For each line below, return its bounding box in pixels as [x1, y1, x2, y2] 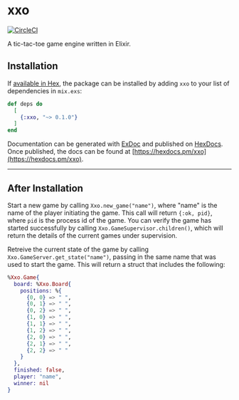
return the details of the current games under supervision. [7, 231, 178, 240]
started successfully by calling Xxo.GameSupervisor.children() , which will [7, 223, 223, 232]
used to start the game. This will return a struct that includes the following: [7, 260, 225, 268]
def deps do [7, 100, 43, 107]
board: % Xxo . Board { [14, 280, 72, 288]
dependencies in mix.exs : [7, 86, 83, 95]
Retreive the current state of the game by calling [7, 245, 149, 253]
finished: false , [14, 367, 65, 374]
